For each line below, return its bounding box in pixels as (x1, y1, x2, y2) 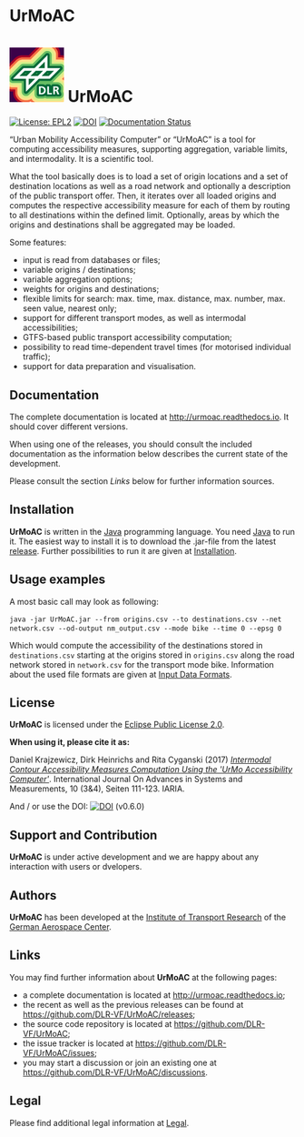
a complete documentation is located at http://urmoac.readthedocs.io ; (22, 989, 286, 1001)
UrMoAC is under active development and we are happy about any (9, 851, 260, 862)
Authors (9, 888, 57, 903)
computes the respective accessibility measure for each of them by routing (9, 200, 290, 211)
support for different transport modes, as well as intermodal (22, 313, 247, 324)
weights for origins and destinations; (22, 284, 160, 295)
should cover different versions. (9, 420, 129, 432)
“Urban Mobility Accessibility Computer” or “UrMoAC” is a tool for (9, 134, 256, 146)
